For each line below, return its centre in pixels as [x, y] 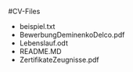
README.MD [40, 51]
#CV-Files [24, 11]
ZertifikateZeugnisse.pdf [59, 59]
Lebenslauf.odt [43, 43]
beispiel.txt [37, 26]
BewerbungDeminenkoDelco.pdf [72, 35]
